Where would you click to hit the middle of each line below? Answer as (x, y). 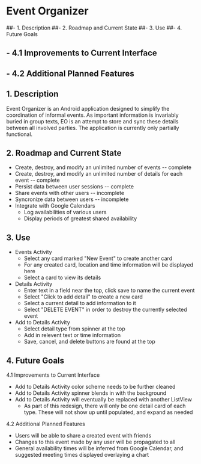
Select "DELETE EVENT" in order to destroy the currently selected (105, 310)
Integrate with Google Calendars (55, 206)
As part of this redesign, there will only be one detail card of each (105, 406)
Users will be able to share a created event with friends (83, 435)
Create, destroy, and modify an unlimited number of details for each (99, 174)
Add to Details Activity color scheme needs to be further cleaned (95, 386)
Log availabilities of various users (65, 212)
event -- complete (37, 180)
